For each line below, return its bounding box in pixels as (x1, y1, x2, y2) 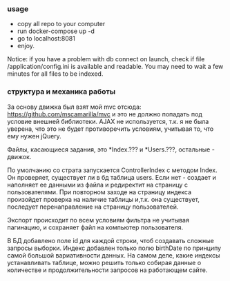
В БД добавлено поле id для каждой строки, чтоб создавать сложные (7, 236, 214, 244)
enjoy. (17, 42, 35, 50)
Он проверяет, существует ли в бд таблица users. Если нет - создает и (7, 173, 216, 181)
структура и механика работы (7, 87, 116, 96)
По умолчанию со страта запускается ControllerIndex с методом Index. (7, 166, 218, 174)
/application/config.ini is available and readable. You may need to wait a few (7, 63, 224, 71)
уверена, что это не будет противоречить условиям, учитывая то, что (7, 125, 214, 133)
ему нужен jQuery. (7, 132, 62, 140)
